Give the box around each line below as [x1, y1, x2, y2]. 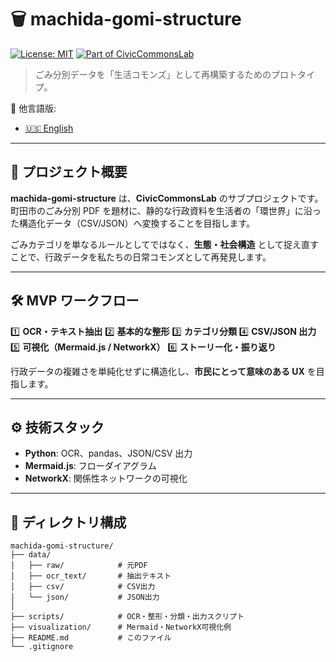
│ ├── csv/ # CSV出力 [10, 582, 156, 592]
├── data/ [10, 550, 52, 560]
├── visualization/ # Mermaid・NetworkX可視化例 [10, 622, 232, 633]
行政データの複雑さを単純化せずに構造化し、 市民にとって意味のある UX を [10, 365, 317, 377]
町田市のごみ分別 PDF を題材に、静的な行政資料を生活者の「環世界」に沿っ [10, 204, 322, 216]
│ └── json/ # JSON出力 [10, 592, 160, 603]
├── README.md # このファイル [10, 633, 172, 643]
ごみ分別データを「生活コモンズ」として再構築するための [34, 68, 272, 80]
